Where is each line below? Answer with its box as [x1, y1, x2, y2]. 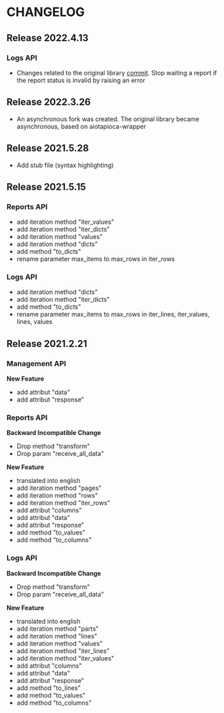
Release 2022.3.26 [6, 96, 91, 108]
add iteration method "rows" [16, 491, 98, 500]
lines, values [16, 318, 53, 326]
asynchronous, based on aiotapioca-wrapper [16, 122, 147, 130]
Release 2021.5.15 [6, 181, 86, 192]
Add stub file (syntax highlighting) [16, 161, 114, 169]
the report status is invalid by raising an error [16, 76, 145, 84]
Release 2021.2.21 [6, 337, 88, 349]
